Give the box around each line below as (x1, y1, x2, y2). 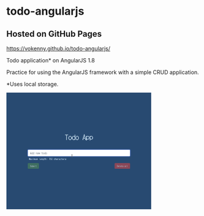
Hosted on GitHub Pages (6, 29, 102, 39)
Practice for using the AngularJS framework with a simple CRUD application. (6, 69, 199, 76)
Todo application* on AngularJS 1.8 (6, 57, 95, 64)
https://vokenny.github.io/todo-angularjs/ (6, 45, 111, 52)
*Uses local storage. (6, 81, 59, 88)
